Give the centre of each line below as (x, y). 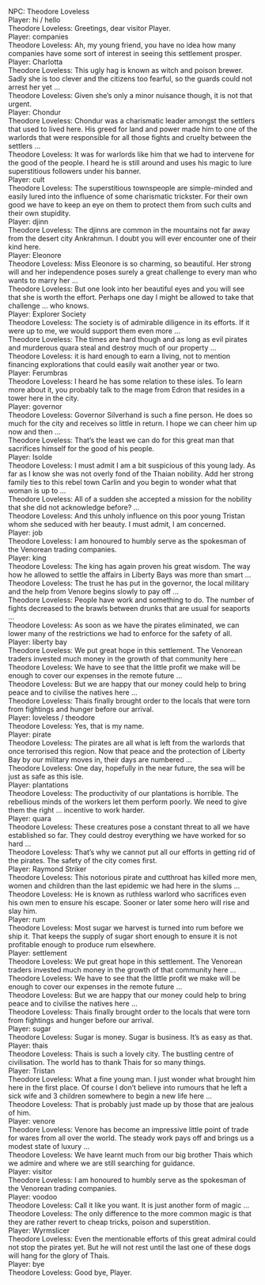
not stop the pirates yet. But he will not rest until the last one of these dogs (130, 1247)
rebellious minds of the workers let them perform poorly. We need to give (128, 802)
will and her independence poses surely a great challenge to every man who (132, 272)
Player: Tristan (32, 1071)
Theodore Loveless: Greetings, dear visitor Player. (90, 28)
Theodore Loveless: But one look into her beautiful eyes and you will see (127, 289)
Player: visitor (30, 1171)
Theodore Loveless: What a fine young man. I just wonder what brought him (132, 1079)
